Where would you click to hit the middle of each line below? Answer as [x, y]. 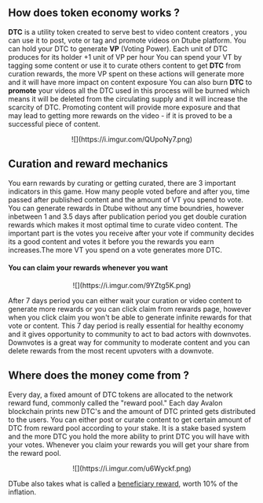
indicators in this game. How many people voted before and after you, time [129, 191]
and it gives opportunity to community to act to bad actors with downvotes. [130, 334]
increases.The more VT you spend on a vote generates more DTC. [115, 250]
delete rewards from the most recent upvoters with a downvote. [111, 350]
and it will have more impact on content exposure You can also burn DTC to [130, 82]
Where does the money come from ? [99, 376]
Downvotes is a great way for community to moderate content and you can [129, 342]
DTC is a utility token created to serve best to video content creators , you [128, 31]
